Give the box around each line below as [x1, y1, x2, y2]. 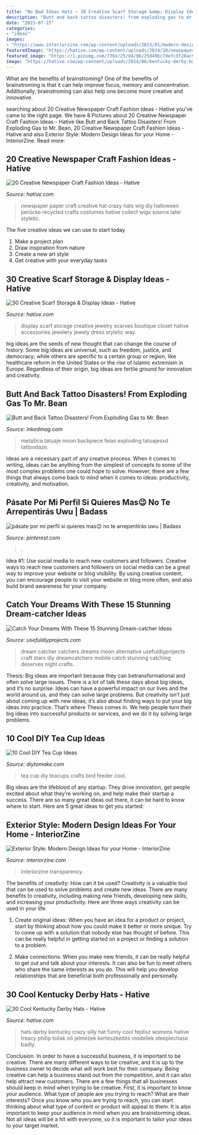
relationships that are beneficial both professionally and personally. [14, 972, 179, 979]
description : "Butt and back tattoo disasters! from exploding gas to [6, 14, 184, 20]
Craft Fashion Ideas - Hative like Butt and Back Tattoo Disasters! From [6, 118, 176, 125]
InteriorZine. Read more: [6, 137, 65, 144]
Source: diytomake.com [6, 761, 65, 768]
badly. [20, 1041, 36, 1048]
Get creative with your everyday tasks [14, 257, 108, 264]
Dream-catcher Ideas [6, 609, 87, 619]
